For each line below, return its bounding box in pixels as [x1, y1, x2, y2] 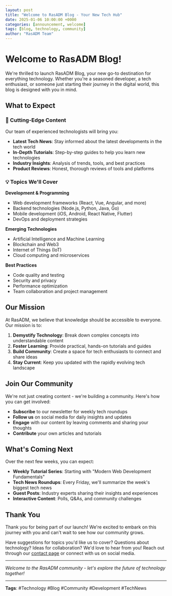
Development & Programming [5, 190, 70, 196]
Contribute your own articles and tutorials [12, 430, 102, 436]
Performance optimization [12, 282, 68, 289]
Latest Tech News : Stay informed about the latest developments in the [12, 138, 162, 144]
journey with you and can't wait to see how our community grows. [5, 529, 145, 536]
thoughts [12, 425, 32, 431]
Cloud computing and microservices [12, 252, 90, 258]
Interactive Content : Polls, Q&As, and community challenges [12, 496, 142, 502]
